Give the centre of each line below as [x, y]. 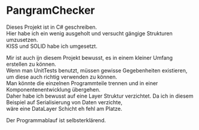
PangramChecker [50, 10]
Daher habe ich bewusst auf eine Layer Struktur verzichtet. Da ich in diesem [100, 96]
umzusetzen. [22, 40]
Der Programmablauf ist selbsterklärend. [56, 120]
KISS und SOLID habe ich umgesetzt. [52, 46]
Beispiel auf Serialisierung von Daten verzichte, [64, 102]
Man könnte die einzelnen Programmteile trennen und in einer [82, 83]
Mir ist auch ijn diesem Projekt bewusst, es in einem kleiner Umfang [90, 58]
